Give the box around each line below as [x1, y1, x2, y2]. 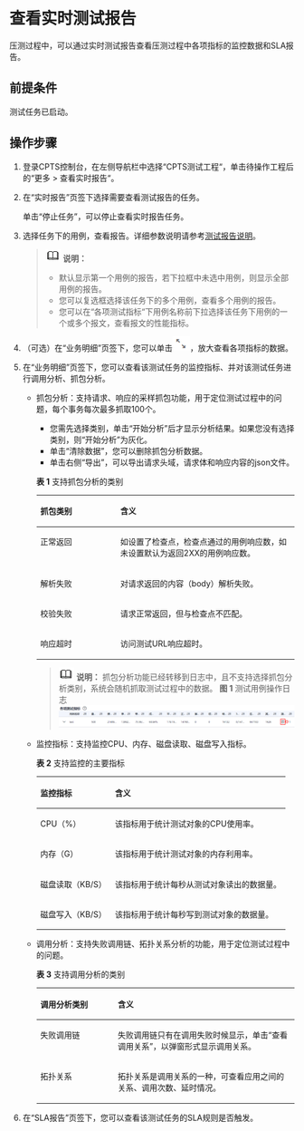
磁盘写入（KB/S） [40, 908, 107, 920]
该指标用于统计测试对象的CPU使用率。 [114, 818, 260, 829]
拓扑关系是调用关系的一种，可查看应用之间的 [117, 1071, 285, 1082]
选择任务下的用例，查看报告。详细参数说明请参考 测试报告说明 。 [22, 230, 261, 241]
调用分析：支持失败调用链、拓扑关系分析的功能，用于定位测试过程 [35, 939, 282, 950]
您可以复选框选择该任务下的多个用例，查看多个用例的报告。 [58, 295, 281, 305]
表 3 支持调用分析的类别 [35, 969, 125, 980]
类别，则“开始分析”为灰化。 [49, 434, 152, 445]
